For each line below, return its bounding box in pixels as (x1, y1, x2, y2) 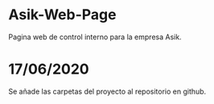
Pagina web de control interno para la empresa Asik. (8, 32, 183, 42)
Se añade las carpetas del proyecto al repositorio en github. (8, 86, 207, 96)
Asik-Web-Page (8, 6, 117, 24)
